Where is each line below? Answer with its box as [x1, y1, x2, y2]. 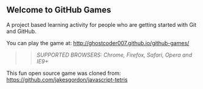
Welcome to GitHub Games [6, 5, 111, 15]
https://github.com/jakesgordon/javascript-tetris [6, 76, 128, 83]
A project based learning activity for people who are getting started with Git [6, 21, 197, 28]
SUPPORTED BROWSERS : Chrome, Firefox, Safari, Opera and [36, 51, 193, 59]
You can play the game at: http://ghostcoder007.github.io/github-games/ [6, 39, 190, 46]
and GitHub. [6, 27, 37, 35]
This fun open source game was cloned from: [6, 69, 121, 77]
